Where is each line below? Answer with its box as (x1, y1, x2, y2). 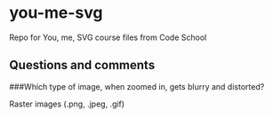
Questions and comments (9, 58, 156, 73)
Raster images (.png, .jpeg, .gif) (9, 98, 125, 109)
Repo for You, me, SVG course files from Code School (9, 32, 207, 43)
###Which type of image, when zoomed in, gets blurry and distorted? (9, 81, 265, 91)
